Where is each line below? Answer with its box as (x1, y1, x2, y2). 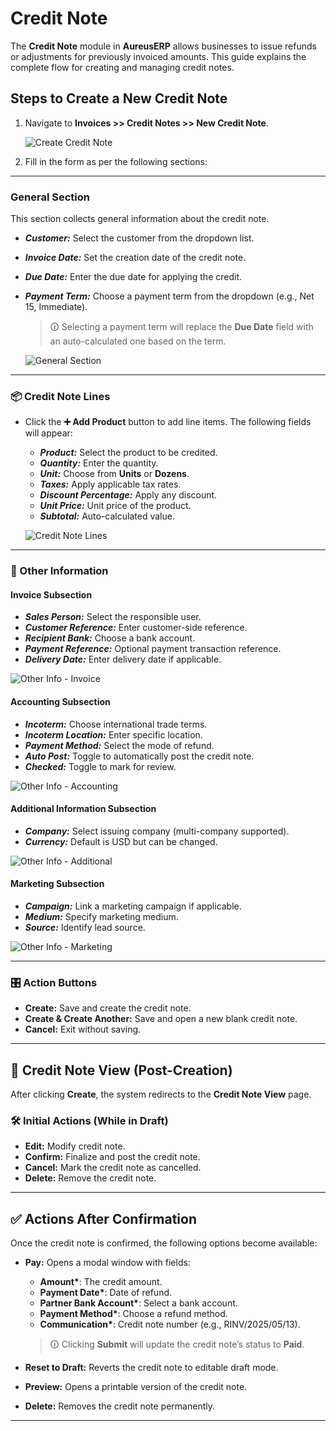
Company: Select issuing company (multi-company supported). (24, 825, 290, 837)
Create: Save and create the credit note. (24, 1002, 192, 1014)
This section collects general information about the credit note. (10, 213, 270, 225)
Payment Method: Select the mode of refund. (24, 739, 215, 751)
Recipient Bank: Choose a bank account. (24, 632, 196, 644)
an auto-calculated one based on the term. (49, 335, 227, 347)
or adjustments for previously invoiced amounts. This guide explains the (10, 50, 307, 62)
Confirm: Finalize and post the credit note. (24, 1151, 201, 1163)
